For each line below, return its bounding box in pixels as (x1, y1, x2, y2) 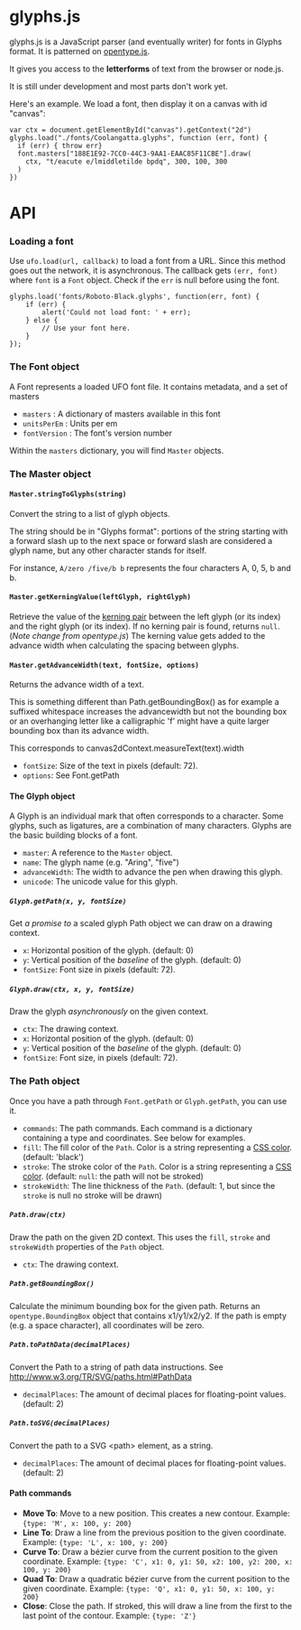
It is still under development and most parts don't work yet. (9, 80, 228, 91)
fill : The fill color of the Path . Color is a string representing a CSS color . (22, 1141, 293, 1153)
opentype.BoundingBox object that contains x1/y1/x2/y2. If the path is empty (9, 1310, 287, 1321)
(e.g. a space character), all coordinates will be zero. (9, 1319, 205, 1330)
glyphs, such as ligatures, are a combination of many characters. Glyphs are (9, 820, 292, 831)
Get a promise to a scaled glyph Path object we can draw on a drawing (9, 918, 273, 929)
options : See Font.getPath (22, 770, 120, 781)
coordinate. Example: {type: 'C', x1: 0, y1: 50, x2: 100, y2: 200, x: (22, 1556, 294, 1567)
